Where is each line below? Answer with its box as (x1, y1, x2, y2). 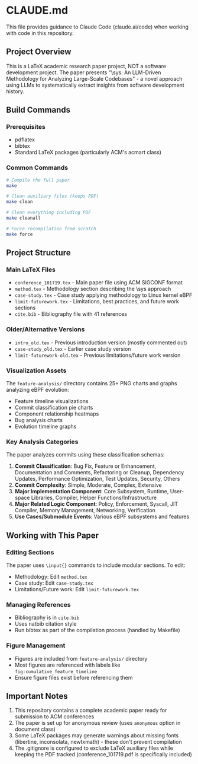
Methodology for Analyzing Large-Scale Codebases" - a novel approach (6, 75, 183, 82)
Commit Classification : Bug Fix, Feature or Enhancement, (14, 462, 157, 470)
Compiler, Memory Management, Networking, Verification (14, 507, 155, 514)
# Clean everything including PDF (6, 210, 92, 215)
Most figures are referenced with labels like (14, 661, 121, 668)
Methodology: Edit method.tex (14, 573, 87, 580)
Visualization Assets (6, 366, 67, 375)
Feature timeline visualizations (14, 398, 89, 405)
